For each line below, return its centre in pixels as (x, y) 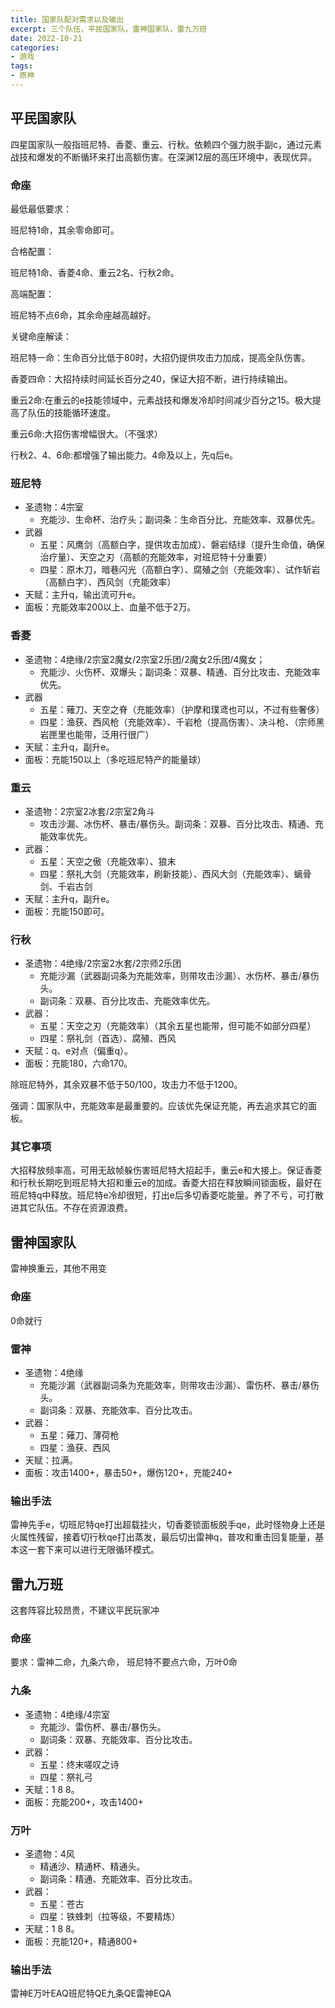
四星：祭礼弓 (66, 1777)
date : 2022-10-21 (46, 38)
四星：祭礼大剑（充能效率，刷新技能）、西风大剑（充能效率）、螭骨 (175, 873)
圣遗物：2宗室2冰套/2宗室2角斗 (89, 811)
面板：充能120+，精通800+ (81, 1941)
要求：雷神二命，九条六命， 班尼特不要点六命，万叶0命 (124, 1662)
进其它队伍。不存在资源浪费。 (71, 1208)
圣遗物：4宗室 (54, 507)
